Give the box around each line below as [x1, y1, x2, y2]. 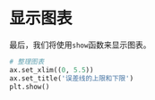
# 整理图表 [9, 57, 45, 66]
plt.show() [9, 82, 50, 91]
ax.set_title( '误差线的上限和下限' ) [9, 73, 134, 83]
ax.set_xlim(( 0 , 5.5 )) [9, 65, 94, 74]
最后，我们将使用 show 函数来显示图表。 [9, 39, 151, 50]
